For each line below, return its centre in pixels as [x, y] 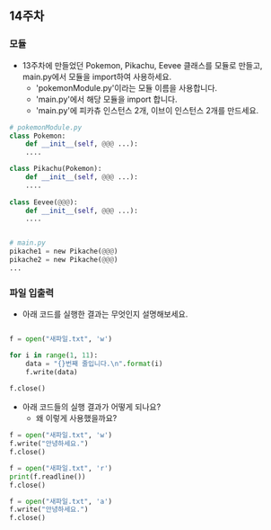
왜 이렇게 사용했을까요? [76, 418]
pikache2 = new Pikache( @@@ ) [64, 260]
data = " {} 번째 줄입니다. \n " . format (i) [94, 364]
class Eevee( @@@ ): [44, 202]
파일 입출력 [32, 292]
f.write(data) [52, 372]
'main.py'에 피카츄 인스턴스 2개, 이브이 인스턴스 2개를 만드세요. [147, 110]
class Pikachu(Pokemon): [56, 169]
